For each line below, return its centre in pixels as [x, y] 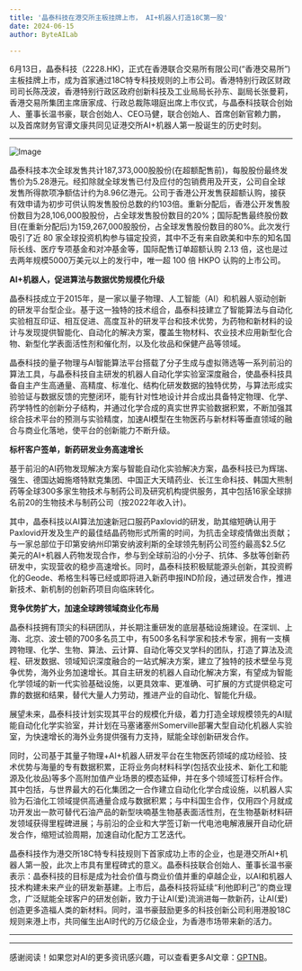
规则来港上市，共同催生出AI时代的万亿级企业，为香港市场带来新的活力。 [143, 921]
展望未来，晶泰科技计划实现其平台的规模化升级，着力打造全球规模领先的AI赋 [151, 714]
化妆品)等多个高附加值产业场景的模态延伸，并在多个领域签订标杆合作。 [156, 778]
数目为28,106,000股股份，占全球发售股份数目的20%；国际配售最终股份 [148, 215]
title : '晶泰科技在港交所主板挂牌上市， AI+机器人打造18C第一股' [119, 18]
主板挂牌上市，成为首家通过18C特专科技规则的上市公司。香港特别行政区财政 [150, 80]
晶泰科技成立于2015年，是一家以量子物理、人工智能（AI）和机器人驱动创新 [148, 299]
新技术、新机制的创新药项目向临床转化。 [84, 589]
